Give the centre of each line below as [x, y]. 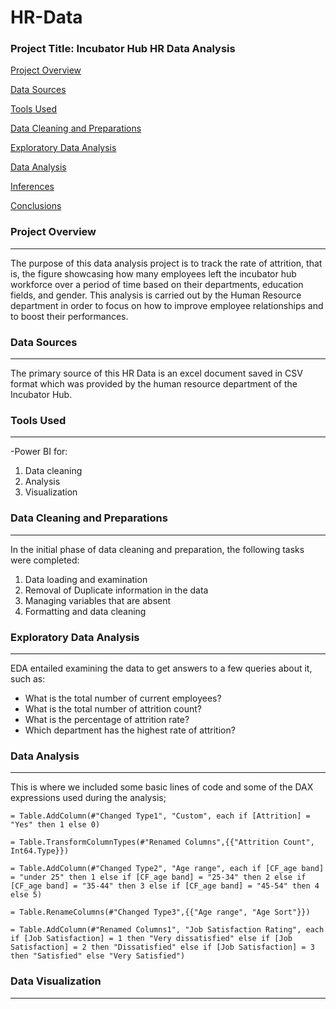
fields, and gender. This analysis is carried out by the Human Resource [156, 295]
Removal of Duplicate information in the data [116, 590]
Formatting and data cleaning [85, 611]
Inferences [32, 187]
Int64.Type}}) [40, 851]
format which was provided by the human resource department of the [154, 384]
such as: [28, 678]
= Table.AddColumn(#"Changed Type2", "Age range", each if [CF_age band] [167, 869]
